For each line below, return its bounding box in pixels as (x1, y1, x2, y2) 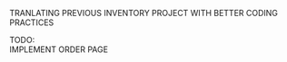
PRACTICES (9, 17, 54, 28)
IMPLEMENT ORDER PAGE (9, 44, 109, 55)
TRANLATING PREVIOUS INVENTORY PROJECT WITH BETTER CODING (9, 8, 279, 18)
